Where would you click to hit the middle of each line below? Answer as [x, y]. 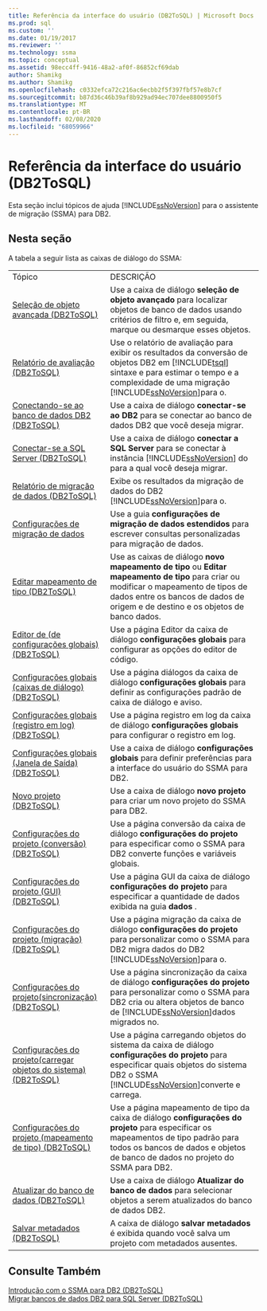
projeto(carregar [43, 1059]
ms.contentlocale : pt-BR [49, 112]
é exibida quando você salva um [170, 1233]
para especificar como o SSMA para [178, 843]
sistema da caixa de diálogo [162, 1045]
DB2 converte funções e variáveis [173, 854]
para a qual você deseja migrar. [169, 468]
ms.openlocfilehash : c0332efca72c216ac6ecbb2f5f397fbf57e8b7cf [115, 90]
